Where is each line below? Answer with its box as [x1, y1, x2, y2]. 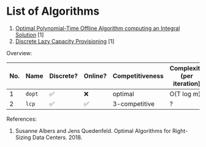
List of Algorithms [6, 4, 100, 18]
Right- [172, 127, 188, 134]
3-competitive [112, 99, 155, 108]
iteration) [172, 79, 201, 88]
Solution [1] [15, 31, 44, 38]
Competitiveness [112, 72, 164, 80]
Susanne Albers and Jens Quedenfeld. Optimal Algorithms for [15, 127, 172, 134]
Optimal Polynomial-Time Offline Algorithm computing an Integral [15, 24, 180, 32]
